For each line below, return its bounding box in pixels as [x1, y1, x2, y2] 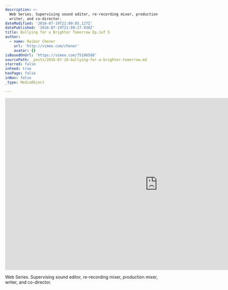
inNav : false [5, 75, 32, 80]
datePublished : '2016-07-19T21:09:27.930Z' [5, 25, 95, 30]
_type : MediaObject [5, 80, 45, 85]
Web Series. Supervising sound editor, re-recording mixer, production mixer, [5, 274, 158, 280]
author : [5, 35, 21, 40]
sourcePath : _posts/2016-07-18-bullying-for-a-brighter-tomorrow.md [5, 57, 147, 62]
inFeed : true [5, 67, 32, 71]
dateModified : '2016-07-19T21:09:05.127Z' [5, 21, 93, 26]
